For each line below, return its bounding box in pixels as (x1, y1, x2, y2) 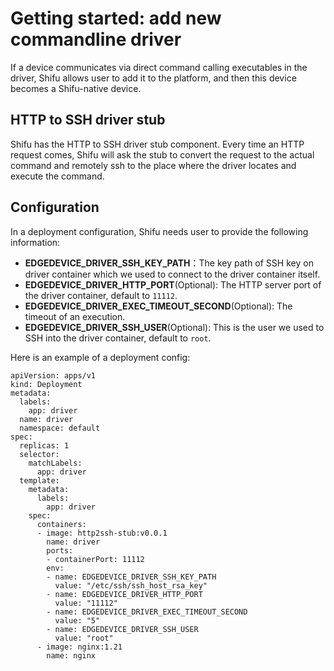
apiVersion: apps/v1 (10, 370, 97, 381)
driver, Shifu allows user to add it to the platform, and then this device (10, 72, 297, 84)
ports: (46, 545, 74, 556)
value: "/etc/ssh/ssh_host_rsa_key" (54, 580, 208, 591)
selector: (19, 449, 60, 459)
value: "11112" (54, 598, 118, 608)
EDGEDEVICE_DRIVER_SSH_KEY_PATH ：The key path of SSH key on (24, 257, 314, 269)
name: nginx (46, 650, 97, 661)
